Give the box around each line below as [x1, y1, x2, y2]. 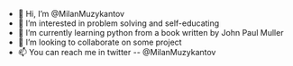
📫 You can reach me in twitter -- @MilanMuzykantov [17, 47, 216, 57]
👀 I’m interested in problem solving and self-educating [17, 18, 220, 29]
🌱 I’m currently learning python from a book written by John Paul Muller [17, 28, 284, 37]
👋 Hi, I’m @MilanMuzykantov [17, 9, 124, 19]
